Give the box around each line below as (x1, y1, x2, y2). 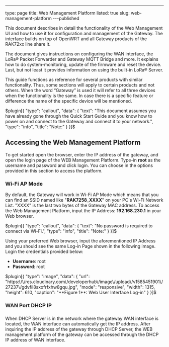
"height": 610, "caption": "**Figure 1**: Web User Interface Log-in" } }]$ (5, 290, 157, 296)
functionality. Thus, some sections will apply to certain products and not (5, 82, 155, 88)
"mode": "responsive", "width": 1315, (79, 284, 155, 290)
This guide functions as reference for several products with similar (5, 76, 143, 82)
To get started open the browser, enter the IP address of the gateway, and (5, 151, 158, 157)
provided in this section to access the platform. (5, 167, 103, 173)
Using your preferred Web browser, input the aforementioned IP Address (5, 238, 156, 244)
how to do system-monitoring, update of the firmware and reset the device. (5, 61, 162, 67)
